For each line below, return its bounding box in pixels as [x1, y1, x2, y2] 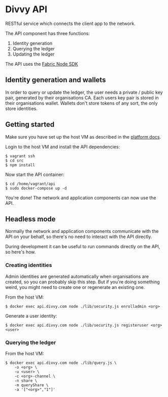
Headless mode [5, 215, 56, 223]
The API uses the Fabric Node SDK [5, 61, 79, 67]
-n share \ [14, 378, 38, 383]
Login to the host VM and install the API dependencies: [5, 144, 120, 150]
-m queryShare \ [14, 382, 49, 388]
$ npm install [5, 162, 36, 168]
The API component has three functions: [5, 30, 90, 36]
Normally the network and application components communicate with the [5, 228, 159, 234]
